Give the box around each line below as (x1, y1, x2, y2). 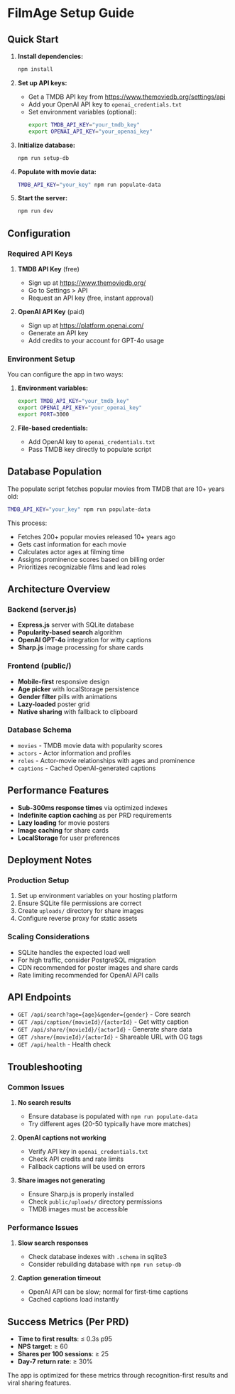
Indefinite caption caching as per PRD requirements (17, 811, 173, 819)
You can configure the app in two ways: (7, 370, 124, 379)
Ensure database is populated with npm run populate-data (28, 1112, 198, 1120)
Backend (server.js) (7, 604, 77, 614)
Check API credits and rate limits (28, 1155, 124, 1163)
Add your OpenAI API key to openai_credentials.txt (28, 99, 182, 108)
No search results (17, 1098, 72, 1107)
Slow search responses (17, 1238, 89, 1248)
